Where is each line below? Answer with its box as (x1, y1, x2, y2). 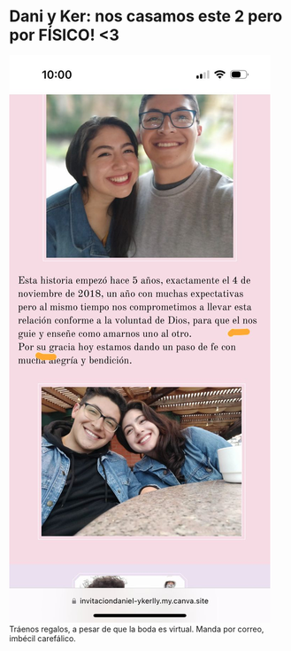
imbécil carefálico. (9, 632, 77, 644)
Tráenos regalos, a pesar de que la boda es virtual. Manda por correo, (9, 624, 264, 634)
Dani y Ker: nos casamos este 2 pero (9, 6, 283, 27)
